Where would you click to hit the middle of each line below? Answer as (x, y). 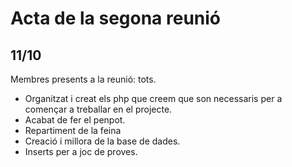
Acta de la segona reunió (116, 18)
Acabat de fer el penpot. (75, 120)
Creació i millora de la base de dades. (102, 141)
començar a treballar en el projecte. (98, 109)
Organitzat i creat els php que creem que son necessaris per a (153, 98)
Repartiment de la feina (73, 130)
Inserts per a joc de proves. (81, 151)
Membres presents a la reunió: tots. (83, 79)
